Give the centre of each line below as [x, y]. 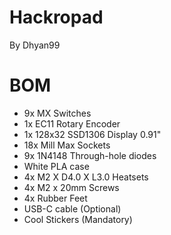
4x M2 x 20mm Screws [71, 187]
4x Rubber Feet [55, 198]
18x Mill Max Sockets [67, 145]
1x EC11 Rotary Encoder [72, 123]
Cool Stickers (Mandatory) [78, 219]
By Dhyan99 [35, 45]
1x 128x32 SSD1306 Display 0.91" [92, 134]
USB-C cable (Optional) [72, 208]
